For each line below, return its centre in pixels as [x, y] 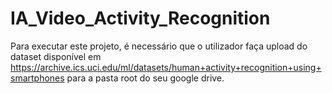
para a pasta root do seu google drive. [145, 78]
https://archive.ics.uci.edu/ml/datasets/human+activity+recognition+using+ [166, 67]
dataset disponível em [56, 56]
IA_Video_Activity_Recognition [140, 18]
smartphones [37, 78]
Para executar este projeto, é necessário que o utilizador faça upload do [159, 46]
